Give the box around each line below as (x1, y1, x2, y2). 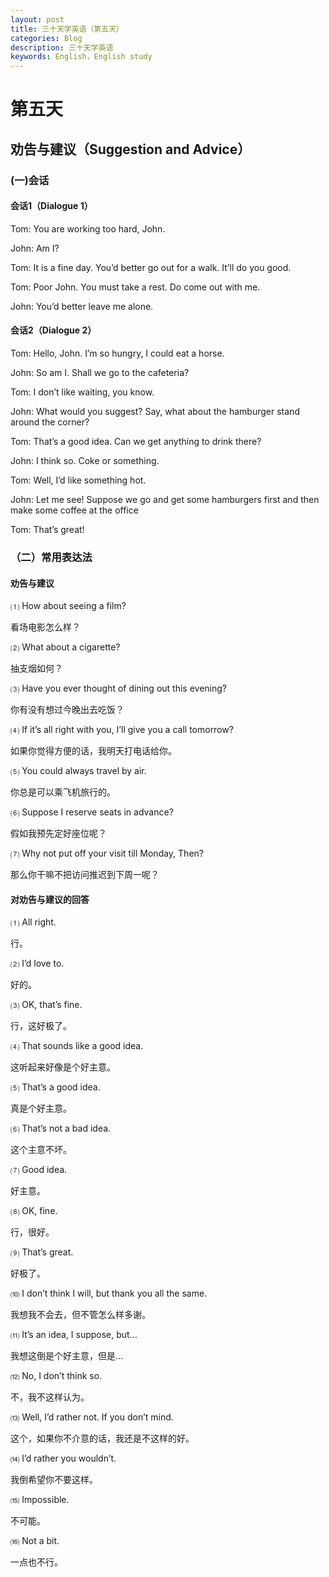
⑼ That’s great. (10, 1246, 74, 1258)
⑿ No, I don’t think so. (10, 1370, 103, 1382)
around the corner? (10, 416, 90, 428)
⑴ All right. (10, 916, 57, 928)
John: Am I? (10, 242, 60, 254)
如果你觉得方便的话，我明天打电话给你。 (10, 745, 177, 757)
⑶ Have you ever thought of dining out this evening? (10, 682, 227, 695)
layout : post (10, 14, 65, 25)
